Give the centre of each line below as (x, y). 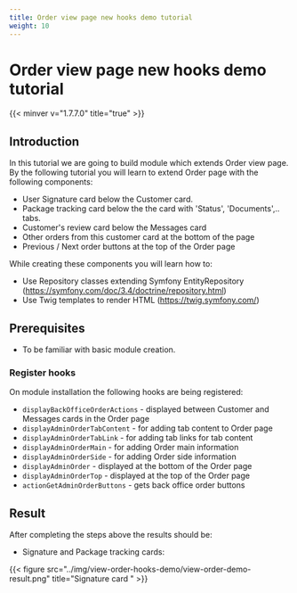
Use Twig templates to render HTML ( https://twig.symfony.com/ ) (140, 301)
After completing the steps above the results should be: (111, 535)
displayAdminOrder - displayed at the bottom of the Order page (137, 466)
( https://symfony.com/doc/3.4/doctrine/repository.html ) (124, 291)
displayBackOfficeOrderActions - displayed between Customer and (145, 409)
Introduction (44, 141)
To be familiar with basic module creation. (99, 350)
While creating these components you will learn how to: (111, 264)
